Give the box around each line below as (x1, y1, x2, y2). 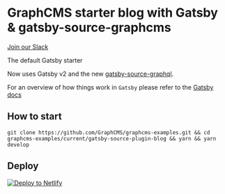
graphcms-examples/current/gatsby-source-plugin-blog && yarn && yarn (7, 135, 217, 142)
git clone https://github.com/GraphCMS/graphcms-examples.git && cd (7, 129, 210, 136)
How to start (7, 111, 62, 122)
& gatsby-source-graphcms (7, 19, 172, 35)
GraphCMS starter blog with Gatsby (7, 5, 218, 21)
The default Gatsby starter (7, 56, 83, 64)
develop (7, 141, 30, 148)
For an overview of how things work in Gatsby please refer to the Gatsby (7, 83, 214, 91)
